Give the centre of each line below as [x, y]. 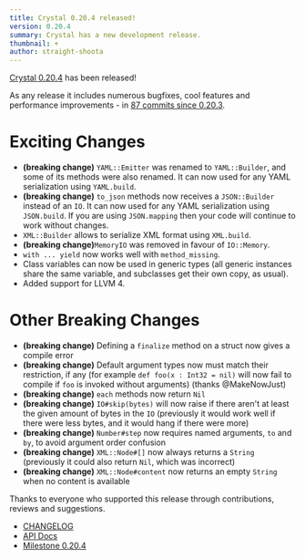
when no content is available [76, 481]
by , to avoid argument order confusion [94, 442]
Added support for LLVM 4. [74, 284]
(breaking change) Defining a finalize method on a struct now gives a [156, 346]
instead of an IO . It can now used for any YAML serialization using [146, 206]
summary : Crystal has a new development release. [106, 35]
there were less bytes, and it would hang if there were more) [136, 423]
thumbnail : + [34, 43]
